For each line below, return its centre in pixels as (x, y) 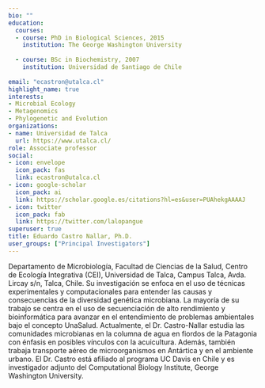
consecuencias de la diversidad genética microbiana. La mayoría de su (124, 300)
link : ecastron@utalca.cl (58, 178)
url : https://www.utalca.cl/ (63, 141)
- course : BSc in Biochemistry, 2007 (78, 60)
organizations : (33, 126)
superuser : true (35, 229)
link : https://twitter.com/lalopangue (79, 222)
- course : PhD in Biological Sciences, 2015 (90, 38)
